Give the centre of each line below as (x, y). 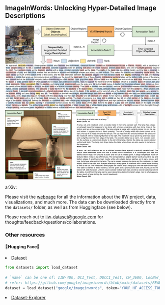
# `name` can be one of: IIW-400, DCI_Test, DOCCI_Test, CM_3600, (74, 278)
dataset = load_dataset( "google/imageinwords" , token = (62, 288)
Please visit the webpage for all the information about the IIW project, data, (81, 197)
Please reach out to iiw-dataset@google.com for (54, 217)
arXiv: (11, 187)
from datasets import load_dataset (41, 267)
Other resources (25, 235)
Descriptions (25, 16)
